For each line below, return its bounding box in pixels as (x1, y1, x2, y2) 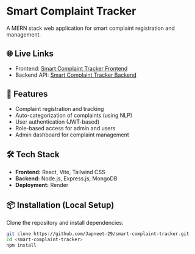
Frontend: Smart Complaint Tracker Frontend (15, 65, 128, 72)
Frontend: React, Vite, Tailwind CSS (15, 169, 105, 176)
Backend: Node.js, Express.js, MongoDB (15, 175, 118, 182)
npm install (6, 242, 37, 248)
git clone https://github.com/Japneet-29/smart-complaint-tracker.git (6, 231, 190, 237)
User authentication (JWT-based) (15, 118, 100, 125)
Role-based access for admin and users (15, 124, 116, 132)
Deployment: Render (15, 182, 69, 189)
